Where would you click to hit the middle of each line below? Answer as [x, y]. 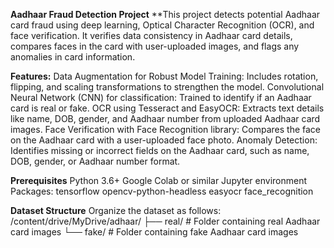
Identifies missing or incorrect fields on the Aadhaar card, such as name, [160, 150]
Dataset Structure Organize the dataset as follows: [116, 210]
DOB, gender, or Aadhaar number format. [95, 161]
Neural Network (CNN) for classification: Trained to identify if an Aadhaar [161, 97]
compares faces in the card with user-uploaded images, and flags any [155, 46]
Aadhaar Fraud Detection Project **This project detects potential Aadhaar [165, 14]
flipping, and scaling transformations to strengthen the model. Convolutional [167, 87]
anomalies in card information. [73, 57]
